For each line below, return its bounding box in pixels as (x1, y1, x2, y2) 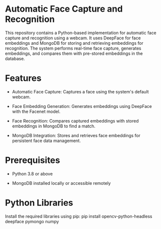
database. (5, 55, 25, 61)
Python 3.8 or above (12, 171, 53, 176)
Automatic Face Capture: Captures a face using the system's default (12, 88, 149, 94)
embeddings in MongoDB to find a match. (12, 123, 96, 129)
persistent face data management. (12, 138, 81, 143)
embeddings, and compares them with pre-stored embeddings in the (5, 50, 143, 56)
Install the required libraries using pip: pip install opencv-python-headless (5, 213, 153, 219)
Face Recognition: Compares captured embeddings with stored (12, 118, 139, 123)
